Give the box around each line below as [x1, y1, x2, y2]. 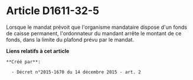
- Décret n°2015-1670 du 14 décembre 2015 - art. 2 [11, 69, 142, 75]
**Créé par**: [6, 59, 41, 65]
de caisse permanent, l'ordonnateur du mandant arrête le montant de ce [6, 29, 182, 36]
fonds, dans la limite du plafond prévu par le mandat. [6, 36, 135, 43]
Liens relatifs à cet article [6, 47, 70, 54]
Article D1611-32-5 [6, 4, 99, 18]
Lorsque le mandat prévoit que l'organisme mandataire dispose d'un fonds [6, 24, 188, 31]
